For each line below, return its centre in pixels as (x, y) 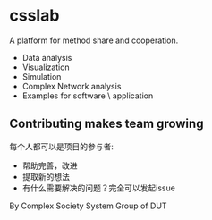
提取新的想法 (46, 176)
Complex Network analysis (72, 86)
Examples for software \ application (88, 96)
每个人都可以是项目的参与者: (62, 146)
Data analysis (47, 57)
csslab (34, 16)
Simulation (42, 76)
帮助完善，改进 (50, 165)
